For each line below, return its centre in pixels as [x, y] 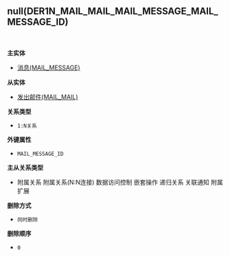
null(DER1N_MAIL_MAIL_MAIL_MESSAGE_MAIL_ [113, 11]
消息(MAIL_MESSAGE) [48, 68]
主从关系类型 [25, 167]
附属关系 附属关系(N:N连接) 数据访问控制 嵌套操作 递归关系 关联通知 [113, 182]
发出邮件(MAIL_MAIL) [47, 96]
